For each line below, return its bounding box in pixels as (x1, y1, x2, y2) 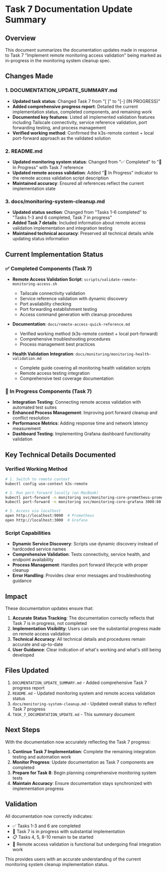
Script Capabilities (5, 529, 51, 536)
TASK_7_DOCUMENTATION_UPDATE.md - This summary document (12, 711, 135, 717)
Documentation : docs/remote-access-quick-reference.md (12, 321, 130, 327)
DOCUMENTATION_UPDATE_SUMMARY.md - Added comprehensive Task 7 (12, 680, 147, 686)
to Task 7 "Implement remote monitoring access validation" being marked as (5, 52, 162, 58)
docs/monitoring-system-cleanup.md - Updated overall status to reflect (12, 700, 157, 706)
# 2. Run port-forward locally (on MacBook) (5, 490, 99, 495)
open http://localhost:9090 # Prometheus (5, 513, 94, 518)
